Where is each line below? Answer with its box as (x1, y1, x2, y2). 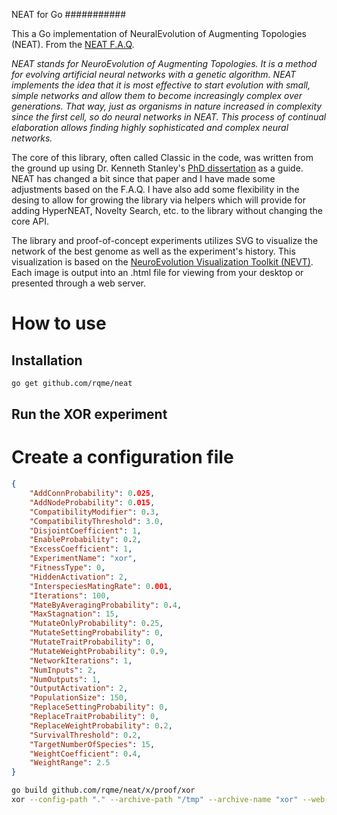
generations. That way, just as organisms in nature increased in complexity (11, 100, 323, 112)
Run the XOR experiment (11, 406, 168, 423)
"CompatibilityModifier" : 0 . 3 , (29, 507, 160, 517)
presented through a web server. (11, 277, 146, 289)
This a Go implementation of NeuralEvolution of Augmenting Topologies (11, 28, 307, 39)
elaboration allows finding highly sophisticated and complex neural (11, 122, 289, 133)
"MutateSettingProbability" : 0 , (29, 628, 164, 638)
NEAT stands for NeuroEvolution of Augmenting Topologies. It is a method (11, 58, 318, 69)
